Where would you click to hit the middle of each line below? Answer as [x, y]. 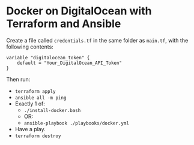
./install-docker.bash [52, 110]
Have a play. [30, 129]
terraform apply [35, 91]
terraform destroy [38, 136]
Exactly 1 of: [30, 104]
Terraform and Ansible [64, 24]
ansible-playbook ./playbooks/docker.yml [76, 123]
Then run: [18, 79]
